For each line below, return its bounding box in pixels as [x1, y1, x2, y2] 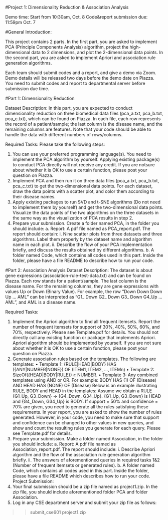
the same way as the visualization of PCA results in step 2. [12, 215, 134, 221]
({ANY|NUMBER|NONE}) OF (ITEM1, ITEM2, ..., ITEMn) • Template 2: [12, 367, 154, 372]
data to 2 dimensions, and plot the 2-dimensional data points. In [31, 50, 163, 55]
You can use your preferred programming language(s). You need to [12, 151, 152, 157]
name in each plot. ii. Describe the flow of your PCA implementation [12, 241, 153, 247]
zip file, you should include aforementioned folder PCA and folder [12, 489, 148, 495]
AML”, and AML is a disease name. [5, 299, 77, 305]
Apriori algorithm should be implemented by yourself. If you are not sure [12, 340, 161, 346]
